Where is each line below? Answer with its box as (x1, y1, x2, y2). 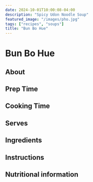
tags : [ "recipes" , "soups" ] (5, 21, 64, 27)
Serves (5, 119, 28, 127)
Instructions (5, 153, 44, 161)
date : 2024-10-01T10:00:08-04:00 (5, 7, 75, 13)
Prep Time (5, 85, 38, 94)
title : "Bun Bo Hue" (5, 26, 49, 31)
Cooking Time (5, 102, 50, 111)
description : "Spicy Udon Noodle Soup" (5, 12, 89, 17)
